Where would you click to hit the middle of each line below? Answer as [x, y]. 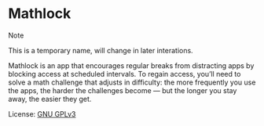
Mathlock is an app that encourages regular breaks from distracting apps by [131, 65]
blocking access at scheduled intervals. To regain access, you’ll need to [125, 74]
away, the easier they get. [50, 99]
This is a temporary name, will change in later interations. [101, 50]
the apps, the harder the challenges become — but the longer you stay [123, 90]
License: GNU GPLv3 [42, 113]
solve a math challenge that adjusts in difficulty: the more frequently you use [132, 82]
